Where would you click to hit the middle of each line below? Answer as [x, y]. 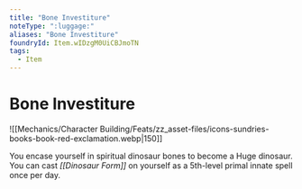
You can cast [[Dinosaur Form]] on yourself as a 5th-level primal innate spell [151, 165]
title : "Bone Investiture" [60, 18]
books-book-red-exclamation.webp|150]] [86, 138]
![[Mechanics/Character [54, 129]
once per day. [35, 175]
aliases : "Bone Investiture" [64, 34]
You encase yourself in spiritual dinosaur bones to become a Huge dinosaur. [151, 156]
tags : [19, 51]
